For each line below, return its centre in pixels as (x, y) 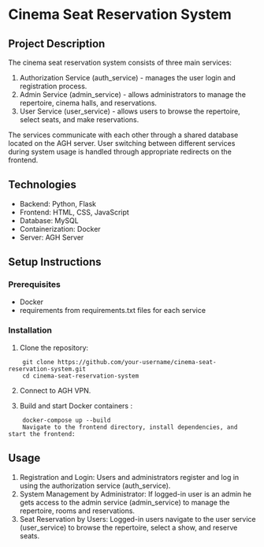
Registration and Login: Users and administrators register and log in (129, 477)
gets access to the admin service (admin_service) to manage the (125, 502)
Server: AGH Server (52, 237)
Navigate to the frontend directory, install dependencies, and (130, 427)
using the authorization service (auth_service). (95, 486)
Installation (30, 330)
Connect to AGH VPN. (55, 390)
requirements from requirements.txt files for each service (113, 310)
